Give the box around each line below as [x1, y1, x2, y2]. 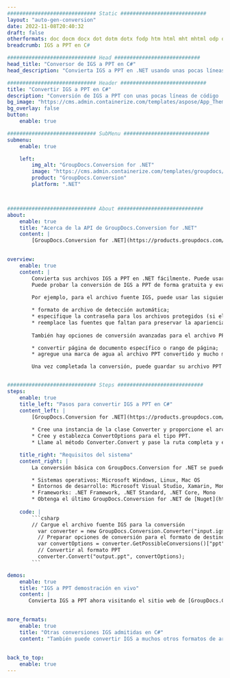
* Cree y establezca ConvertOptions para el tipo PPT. [31, 433, 192, 440]
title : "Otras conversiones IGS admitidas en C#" [19, 629, 164, 635]
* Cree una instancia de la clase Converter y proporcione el [31, 426, 213, 433]
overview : [7, 256, 36, 263]
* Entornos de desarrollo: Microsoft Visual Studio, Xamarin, [31, 483, 213, 490]
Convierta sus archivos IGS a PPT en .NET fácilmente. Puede [31, 275, 210, 282]
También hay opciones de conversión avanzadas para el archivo [31, 332, 216, 339]
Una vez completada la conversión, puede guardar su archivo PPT [31, 363, 222, 371]
